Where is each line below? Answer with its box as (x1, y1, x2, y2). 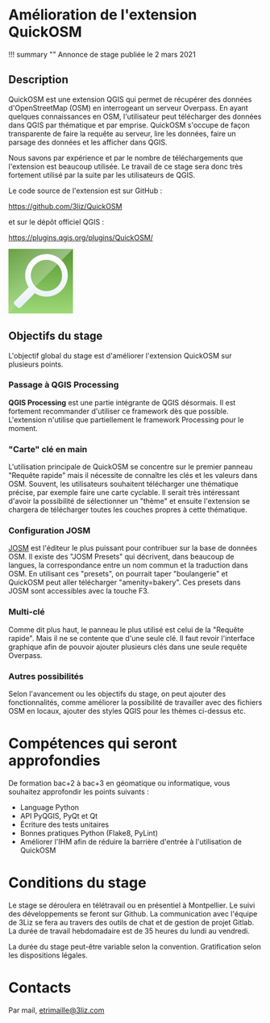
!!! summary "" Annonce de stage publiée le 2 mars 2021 (8, 49, 196, 59)
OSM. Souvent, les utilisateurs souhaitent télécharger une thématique (8, 479, 239, 489)
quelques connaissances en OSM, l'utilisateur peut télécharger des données (8, 111, 262, 121)
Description (8, 73, 69, 86)
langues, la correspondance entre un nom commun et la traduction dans (8, 560, 248, 570)
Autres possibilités (8, 670, 84, 681)
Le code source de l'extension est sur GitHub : (8, 186, 163, 195)
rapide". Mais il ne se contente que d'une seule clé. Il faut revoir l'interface (8, 633, 255, 643)
